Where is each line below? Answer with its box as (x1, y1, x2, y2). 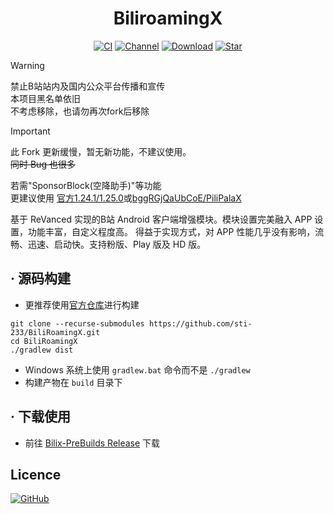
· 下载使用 (10, 408, 71, 426)
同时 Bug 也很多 (10, 158, 76, 170)
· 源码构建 (10, 270, 71, 287)
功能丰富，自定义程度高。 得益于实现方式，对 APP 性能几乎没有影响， (27, 225, 316, 237)
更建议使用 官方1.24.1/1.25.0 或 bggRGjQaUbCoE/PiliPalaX (10, 192, 242, 204)
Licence (10, 466, 62, 483)
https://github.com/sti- (148, 318, 253, 329)
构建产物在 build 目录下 (24, 376, 123, 388)
